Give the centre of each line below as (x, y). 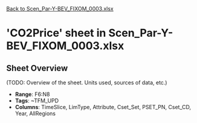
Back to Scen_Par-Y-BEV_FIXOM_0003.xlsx (60, 9)
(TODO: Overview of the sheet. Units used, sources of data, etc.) (87, 83)
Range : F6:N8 (32, 94)
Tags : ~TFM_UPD (37, 101)
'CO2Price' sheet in (56, 33)
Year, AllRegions (35, 113)
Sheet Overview (37, 68)
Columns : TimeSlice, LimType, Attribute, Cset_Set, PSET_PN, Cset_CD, (103, 107)
